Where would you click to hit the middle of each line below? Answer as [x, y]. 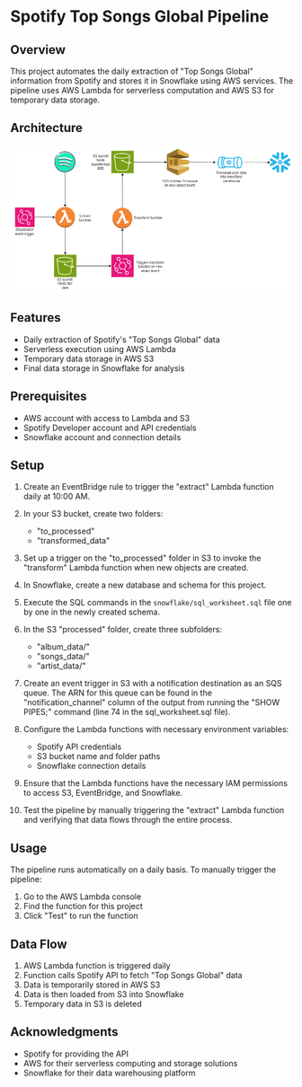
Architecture [47, 128]
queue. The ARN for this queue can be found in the [117, 693]
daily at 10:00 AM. [57, 497]
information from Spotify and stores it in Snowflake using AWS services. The [152, 81]
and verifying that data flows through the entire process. [128, 820]
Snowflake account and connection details [102, 437]
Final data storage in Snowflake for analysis [104, 368]
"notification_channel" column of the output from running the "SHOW [151, 703]
